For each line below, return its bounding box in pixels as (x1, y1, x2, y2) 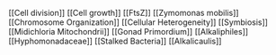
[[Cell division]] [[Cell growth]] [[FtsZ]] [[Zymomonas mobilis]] (8, 8, 239, 18)
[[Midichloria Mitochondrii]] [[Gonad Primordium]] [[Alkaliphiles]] (8, 27, 249, 36)
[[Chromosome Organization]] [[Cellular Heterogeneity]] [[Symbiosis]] (8, 17, 269, 27)
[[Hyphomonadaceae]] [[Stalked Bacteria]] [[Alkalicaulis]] (8, 35, 222, 46)
